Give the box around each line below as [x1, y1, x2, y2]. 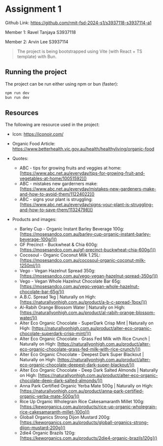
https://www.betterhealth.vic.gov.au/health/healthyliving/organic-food [12, 146, 155, 152]
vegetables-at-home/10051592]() [19, 176, 87, 182]
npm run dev [5, 90, 29, 96]
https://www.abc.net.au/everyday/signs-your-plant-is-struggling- [21, 202, 154, 208]
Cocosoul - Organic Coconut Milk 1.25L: [19, 252, 101, 258]
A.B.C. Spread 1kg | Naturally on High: [19, 294, 96, 300]
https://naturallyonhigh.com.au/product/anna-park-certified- [21, 388, 144, 394]
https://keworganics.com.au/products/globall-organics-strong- [21, 419, 149, 425]
